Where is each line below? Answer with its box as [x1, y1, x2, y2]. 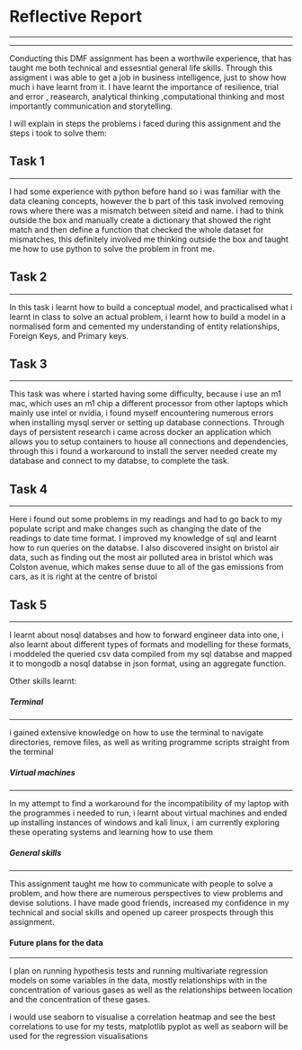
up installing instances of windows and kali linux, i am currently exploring [9, 816, 280, 828]
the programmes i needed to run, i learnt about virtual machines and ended [9, 807, 288, 818]
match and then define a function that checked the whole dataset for [9, 224, 264, 235]
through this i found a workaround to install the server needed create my [9, 446, 278, 457]
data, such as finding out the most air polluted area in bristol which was [9, 552, 274, 563]
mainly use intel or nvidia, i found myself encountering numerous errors [9, 407, 274, 419]
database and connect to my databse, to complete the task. [9, 456, 230, 467]
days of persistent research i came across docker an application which [9, 427, 271, 438]
